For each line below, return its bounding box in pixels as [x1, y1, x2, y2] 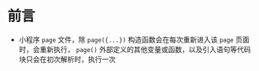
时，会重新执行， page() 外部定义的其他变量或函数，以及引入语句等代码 [18, 44, 251, 54]
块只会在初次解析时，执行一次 [18, 54, 116, 64]
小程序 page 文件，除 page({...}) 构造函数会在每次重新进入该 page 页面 [18, 35, 250, 44]
